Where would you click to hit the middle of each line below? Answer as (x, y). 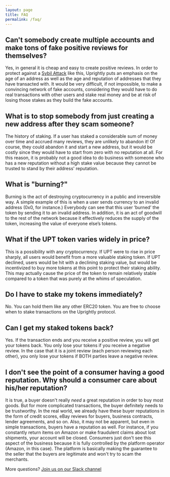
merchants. (17, 459)
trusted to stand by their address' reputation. (52, 168)
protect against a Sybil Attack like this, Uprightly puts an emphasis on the (81, 73)
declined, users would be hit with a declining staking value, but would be (81, 262)
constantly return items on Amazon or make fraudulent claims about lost (80, 432)
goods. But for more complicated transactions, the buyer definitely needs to (84, 406)
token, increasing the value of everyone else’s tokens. (61, 223)
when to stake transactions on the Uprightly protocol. (61, 312)
